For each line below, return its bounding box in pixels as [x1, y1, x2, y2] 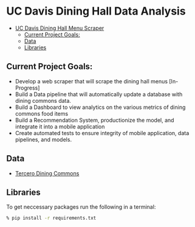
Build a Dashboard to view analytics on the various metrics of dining [15, 103, 186, 111]
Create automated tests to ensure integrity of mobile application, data [15, 129, 190, 136]
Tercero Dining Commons [15, 169, 80, 177]
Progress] [15, 84, 40, 91]
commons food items [15, 110, 69, 117]
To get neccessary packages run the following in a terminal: [6, 203, 156, 211]
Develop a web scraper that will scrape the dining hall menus [15, 77, 168, 85]
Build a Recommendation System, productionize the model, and [15, 116, 174, 124]
